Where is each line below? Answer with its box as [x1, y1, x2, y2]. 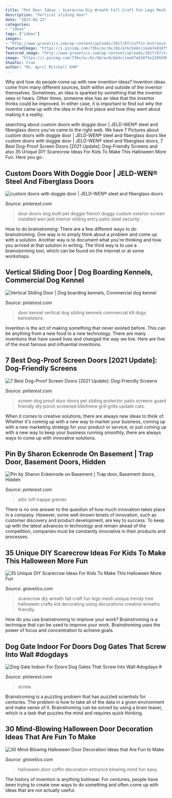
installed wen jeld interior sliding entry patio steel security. [17, 216, 141, 222]
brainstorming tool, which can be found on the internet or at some [5, 247, 144, 254]
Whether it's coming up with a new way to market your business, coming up [5, 418, 165, 425]
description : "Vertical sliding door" [5, 12, 88, 17]
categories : [5, 22, 31, 27]
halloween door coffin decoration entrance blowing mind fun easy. [17, 766, 159, 772]
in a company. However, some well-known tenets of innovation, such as [5, 512, 157, 518]
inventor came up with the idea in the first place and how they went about [5, 106, 161, 112]
